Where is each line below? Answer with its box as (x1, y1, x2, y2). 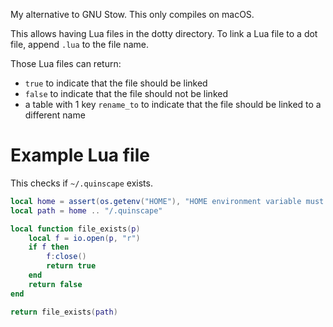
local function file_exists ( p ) (10, 224, 141, 234)
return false (28, 279, 83, 289)
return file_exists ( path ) (10, 307, 118, 317)
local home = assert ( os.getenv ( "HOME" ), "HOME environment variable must (10, 196, 325, 206)
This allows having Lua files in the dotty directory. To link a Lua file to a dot (10, 28, 318, 39)
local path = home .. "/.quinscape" (10, 205, 163, 216)
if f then (28, 242, 70, 253)
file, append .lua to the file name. (10, 39, 150, 50)
